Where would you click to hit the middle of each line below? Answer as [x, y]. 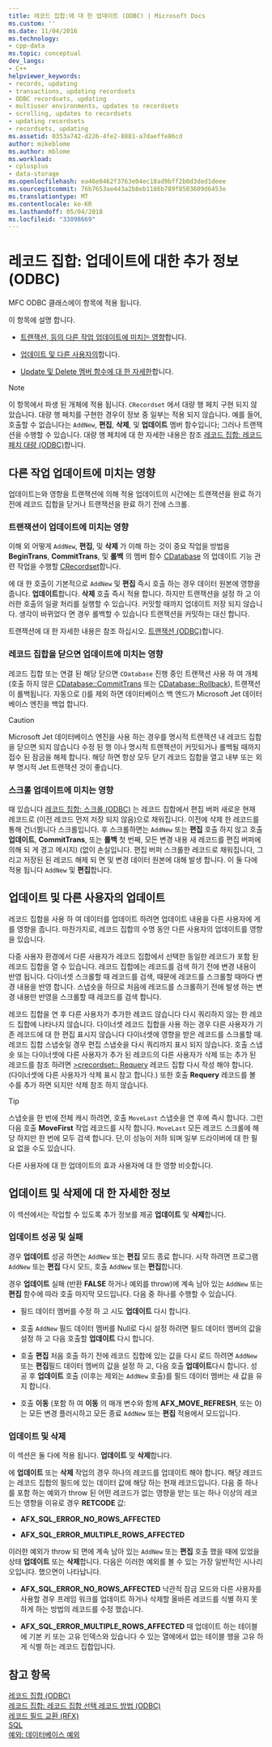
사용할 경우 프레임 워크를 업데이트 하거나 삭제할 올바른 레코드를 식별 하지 [134, 1599]
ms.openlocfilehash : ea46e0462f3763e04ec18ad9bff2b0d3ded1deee [117, 182]
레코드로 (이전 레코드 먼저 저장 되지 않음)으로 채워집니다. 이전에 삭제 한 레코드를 [134, 819]
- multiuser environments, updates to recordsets [94, 106]
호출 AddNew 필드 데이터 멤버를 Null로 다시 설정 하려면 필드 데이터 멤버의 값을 [141, 1328]
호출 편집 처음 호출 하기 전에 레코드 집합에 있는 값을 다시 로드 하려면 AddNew [138, 1355]
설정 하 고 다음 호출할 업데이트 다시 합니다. [87, 1338]
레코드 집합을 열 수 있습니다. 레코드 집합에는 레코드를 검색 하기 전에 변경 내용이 [132, 966]
